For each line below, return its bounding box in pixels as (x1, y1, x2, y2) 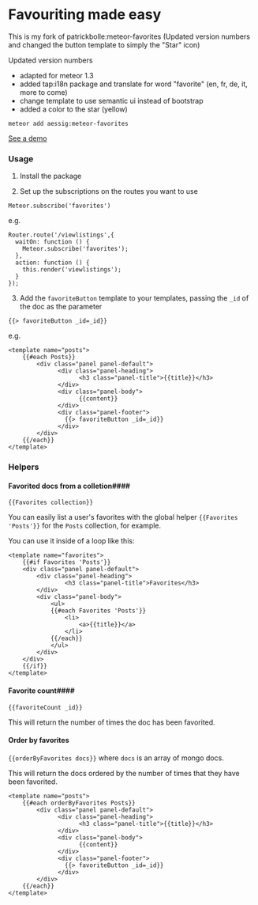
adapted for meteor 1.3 (19, 70, 94, 80)
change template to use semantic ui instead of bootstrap (19, 96, 204, 105)
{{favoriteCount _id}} (8, 703, 83, 711)
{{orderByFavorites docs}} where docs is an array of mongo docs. (8, 753, 225, 763)
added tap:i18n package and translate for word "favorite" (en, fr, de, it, (19, 79, 249, 89)
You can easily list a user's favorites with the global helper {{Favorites (8, 513, 238, 522)
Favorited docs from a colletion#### (8, 481, 130, 490)
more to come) (19, 87, 69, 97)
